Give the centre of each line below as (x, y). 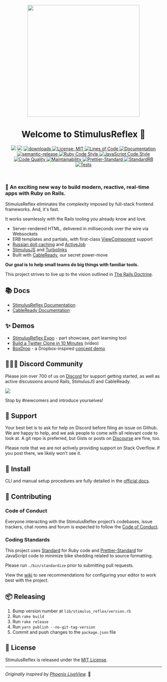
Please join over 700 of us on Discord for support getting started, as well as (83, 376)
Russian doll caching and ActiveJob (49, 245)
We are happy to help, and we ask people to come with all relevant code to (82, 433)
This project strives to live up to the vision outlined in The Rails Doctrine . (79, 274)
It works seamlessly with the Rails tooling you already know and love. (76, 219)
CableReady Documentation (41, 310)
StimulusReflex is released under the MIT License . (56, 660)
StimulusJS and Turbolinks (40, 250)
